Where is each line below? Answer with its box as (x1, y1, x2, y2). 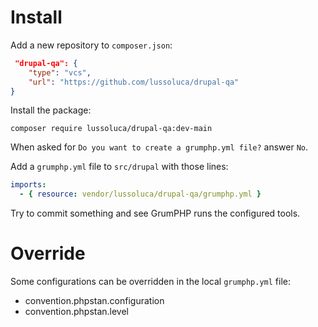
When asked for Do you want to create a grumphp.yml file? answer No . (10, 141, 309, 153)
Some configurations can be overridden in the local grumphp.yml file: (10, 276, 292, 288)
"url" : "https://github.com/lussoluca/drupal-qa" (28, 77, 240, 87)
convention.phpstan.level (24, 306, 130, 318)
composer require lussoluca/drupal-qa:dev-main (10, 124, 213, 134)
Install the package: (10, 104, 92, 116)
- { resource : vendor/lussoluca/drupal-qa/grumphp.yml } (19, 189, 262, 200)
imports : (10, 180, 47, 190)
